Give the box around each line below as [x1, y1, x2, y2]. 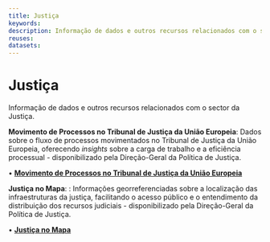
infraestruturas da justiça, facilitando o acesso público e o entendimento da [8, 192, 259, 202]
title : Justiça [8, 11, 59, 20]
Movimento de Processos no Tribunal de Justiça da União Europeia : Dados [8, 127, 262, 137]
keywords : [8, 19, 42, 27]
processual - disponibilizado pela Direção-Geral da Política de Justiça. [8, 153, 242, 162]
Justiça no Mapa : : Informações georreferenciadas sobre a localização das [8, 184, 258, 194]
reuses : [8, 34, 35, 43]
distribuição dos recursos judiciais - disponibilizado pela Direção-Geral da [8, 201, 254, 211]
